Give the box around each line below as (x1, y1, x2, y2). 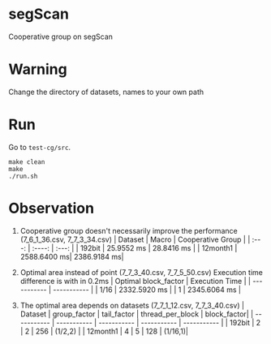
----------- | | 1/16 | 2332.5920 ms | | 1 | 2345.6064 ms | (52, 285, 242, 295)
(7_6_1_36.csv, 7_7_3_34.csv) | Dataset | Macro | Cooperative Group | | (19, 234, 251, 244)
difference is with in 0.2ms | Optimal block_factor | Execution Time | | (19, 276, 252, 286)
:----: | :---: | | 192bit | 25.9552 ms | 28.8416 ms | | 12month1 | (32, 243, 238, 252)
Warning (8, 60, 67, 79)
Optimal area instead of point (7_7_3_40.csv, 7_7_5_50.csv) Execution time (19, 267, 264, 277)
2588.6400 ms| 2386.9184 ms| (19, 252, 124, 261)
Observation (8, 200, 95, 217)
